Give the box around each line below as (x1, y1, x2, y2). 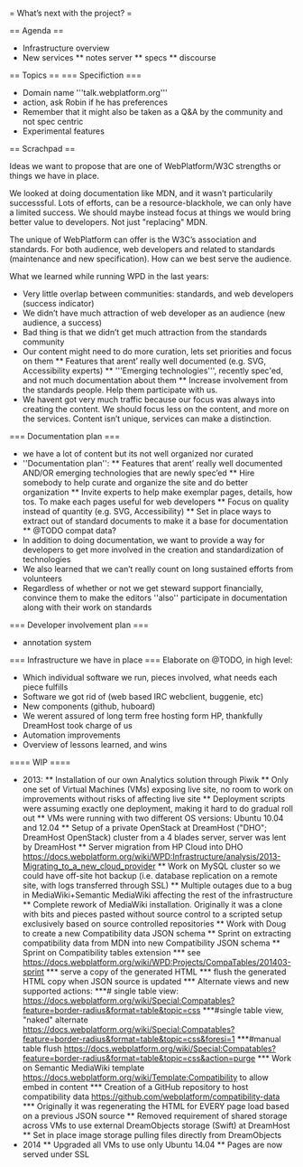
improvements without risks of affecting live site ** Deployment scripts (22, 794, 286, 804)
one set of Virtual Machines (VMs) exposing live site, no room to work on (22, 784, 294, 795)
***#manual (236, 1034, 281, 1044)
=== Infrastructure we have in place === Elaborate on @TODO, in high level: (9, 654, 293, 665)
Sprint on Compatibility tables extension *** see (22, 947, 201, 957)
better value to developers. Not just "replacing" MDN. (9, 217, 208, 227)
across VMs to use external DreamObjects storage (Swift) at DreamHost (22, 1120, 290, 1131)
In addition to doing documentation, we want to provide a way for (22, 535, 265, 545)
